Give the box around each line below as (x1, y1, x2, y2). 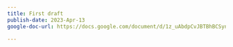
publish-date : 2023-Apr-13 (7, 17, 85, 23)
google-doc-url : (7, 23, 54, 30)
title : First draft (7, 10, 64, 17)
